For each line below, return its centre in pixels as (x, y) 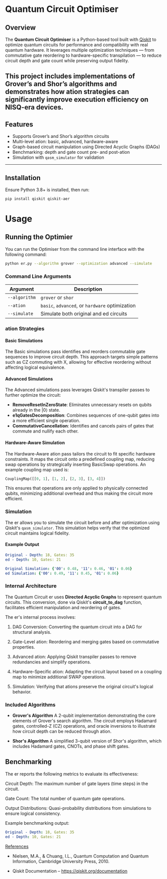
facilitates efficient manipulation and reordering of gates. (63, 607)
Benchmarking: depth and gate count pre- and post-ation (71, 152)
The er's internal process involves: (41, 617)
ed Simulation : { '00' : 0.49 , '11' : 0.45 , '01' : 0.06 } (62, 573)
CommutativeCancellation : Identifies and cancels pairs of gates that (83, 426)
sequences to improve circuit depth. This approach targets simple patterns (82, 357)
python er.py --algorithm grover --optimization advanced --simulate (79, 263)
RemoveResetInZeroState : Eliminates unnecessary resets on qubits (82, 405)
